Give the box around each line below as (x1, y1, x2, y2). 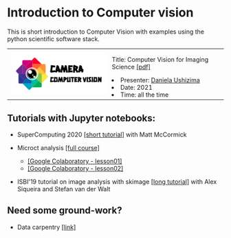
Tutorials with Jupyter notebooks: (7, 112, 156, 124)
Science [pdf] (111, 62, 151, 71)
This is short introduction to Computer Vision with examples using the (7, 27, 205, 36)
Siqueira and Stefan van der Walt (16, 185, 111, 193)
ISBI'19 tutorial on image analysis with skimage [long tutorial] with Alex (16, 178, 217, 186)
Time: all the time (120, 91, 169, 99)
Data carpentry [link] (16, 223, 76, 231)
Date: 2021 (120, 83, 153, 91)
